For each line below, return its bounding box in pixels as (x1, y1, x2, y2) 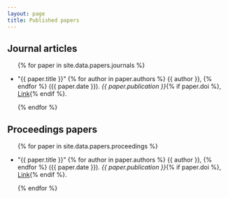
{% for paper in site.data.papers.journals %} (17, 61, 145, 70)
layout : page (7, 10, 45, 17)
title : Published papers (7, 17, 80, 24)
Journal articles (7, 43, 78, 55)
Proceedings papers (7, 123, 98, 135)
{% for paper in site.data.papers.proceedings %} (17, 142, 159, 150)
